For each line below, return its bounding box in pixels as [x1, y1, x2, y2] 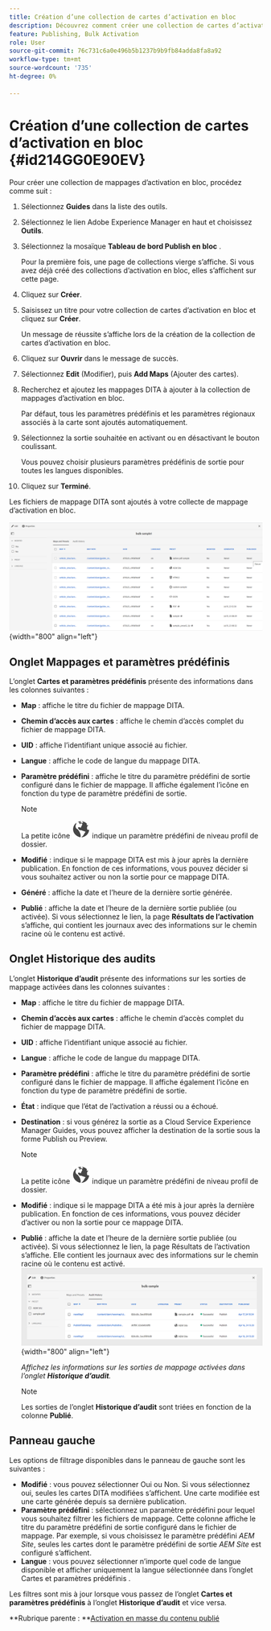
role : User [9, 39, 46, 47]
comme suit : [9, 186, 52, 196]
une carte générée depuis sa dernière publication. [20, 1497, 187, 1506]
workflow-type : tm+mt [9, 56, 82, 64]
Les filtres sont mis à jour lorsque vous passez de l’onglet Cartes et [9, 1589, 232, 1599]
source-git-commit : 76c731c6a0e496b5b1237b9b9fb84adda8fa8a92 [9, 47, 222, 56]
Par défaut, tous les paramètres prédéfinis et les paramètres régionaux [20, 409, 256, 418]
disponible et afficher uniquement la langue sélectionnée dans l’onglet [20, 1565, 253, 1575]
